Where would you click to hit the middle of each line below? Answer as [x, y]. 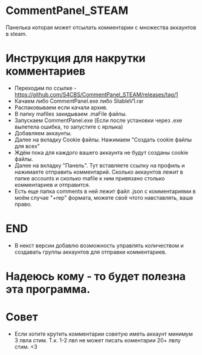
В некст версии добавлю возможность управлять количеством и [99, 245]
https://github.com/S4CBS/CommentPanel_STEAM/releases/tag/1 [96, 94]
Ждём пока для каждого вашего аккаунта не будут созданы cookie [101, 152]
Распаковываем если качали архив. [61, 107]
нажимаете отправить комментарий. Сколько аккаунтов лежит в [99, 172]
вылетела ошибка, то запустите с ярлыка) [69, 127]
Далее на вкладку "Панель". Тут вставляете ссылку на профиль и [99, 165]
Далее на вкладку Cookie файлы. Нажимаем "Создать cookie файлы [103, 140]
